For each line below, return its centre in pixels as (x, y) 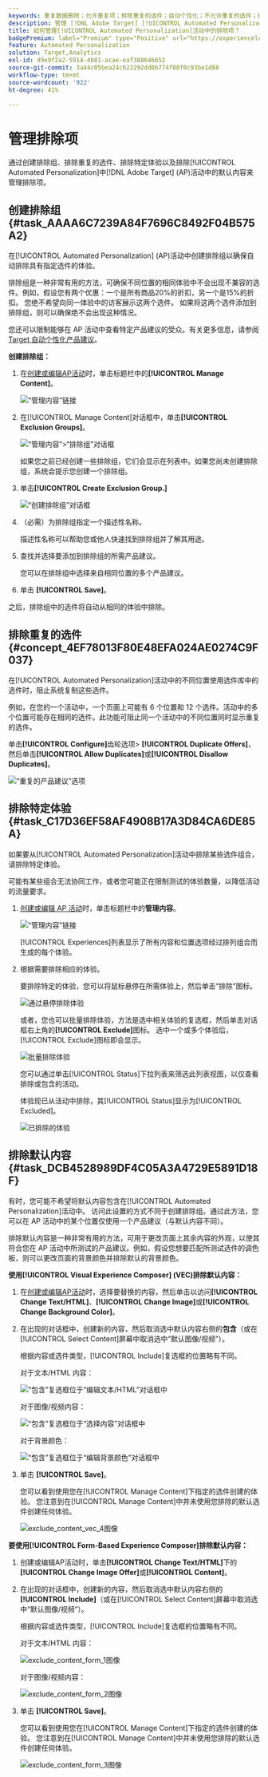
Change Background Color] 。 (69, 1312)
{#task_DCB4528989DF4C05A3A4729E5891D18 (133, 1168)
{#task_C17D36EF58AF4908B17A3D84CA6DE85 (132, 822)
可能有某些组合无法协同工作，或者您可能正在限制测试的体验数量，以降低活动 (134, 881)
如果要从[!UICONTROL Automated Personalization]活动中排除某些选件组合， (134, 854)
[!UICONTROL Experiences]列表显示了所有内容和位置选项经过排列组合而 (138, 942)
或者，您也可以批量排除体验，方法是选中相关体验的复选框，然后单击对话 (138, 1019)
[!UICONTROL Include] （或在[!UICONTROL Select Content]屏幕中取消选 (139, 1599)
